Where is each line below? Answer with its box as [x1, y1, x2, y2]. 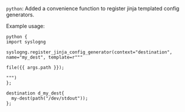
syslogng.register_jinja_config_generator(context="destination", [6, 49, 173, 55]
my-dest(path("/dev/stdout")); [11, 96, 88, 101]
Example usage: [6, 23, 45, 29]
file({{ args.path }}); [6, 65, 65, 70]
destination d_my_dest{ [6, 90, 65, 96]
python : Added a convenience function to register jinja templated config [6, 5, 180, 12]
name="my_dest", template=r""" [6, 55, 83, 60]
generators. [6, 11, 34, 18]
